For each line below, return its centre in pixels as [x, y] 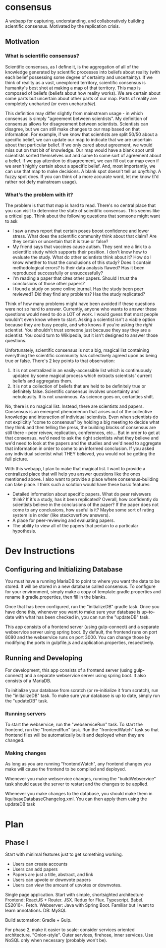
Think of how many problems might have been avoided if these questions [80, 304]
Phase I [17, 842]
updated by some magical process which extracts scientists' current [82, 376]
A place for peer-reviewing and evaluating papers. [63, 520]
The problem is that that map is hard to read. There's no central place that [81, 205]
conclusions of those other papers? [49, 283]
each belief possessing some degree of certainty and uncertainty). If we [79, 77]
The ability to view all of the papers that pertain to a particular [75, 525]
